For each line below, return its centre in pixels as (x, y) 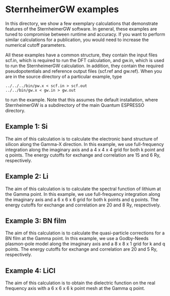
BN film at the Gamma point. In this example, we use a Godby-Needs (77, 239)
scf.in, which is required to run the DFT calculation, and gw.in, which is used (85, 60)
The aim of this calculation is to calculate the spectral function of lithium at (83, 189)
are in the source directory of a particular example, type (64, 76)
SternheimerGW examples (62, 9)
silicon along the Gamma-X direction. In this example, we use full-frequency (84, 144)
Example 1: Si (27, 126)
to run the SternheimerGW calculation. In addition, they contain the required (84, 66)
